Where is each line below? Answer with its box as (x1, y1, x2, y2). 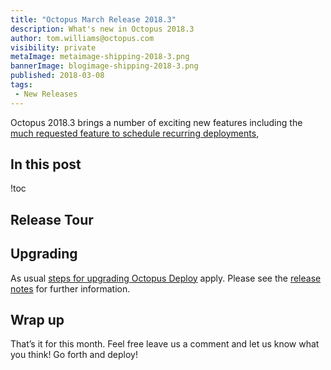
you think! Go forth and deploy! (10, 349, 138, 361)
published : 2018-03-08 (10, 71, 105, 81)
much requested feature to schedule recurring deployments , (10, 127, 260, 139)
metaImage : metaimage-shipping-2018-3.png (10, 52, 190, 62)
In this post (10, 156, 82, 173)
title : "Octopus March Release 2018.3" (10, 14, 177, 25)
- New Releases (14, 89, 78, 99)
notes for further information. (10, 282, 131, 295)
